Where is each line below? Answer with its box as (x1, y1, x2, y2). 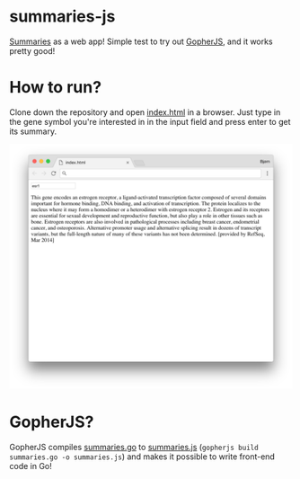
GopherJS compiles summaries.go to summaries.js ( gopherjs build (9, 441, 259, 452)
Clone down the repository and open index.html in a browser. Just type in (9, 106, 281, 118)
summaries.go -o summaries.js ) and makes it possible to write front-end (9, 451, 276, 462)
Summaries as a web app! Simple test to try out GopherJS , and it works (9, 36, 273, 47)
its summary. (9, 126, 57, 137)
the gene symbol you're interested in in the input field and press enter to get (9, 116, 291, 127)
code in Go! (9, 460, 52, 471)
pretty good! (9, 45, 56, 56)
